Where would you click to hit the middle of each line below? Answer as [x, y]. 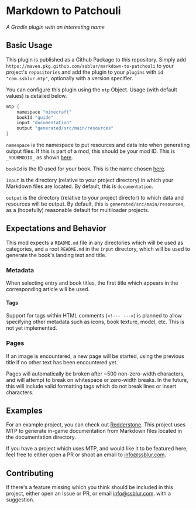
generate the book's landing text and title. [56, 255]
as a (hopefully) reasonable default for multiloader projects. [78, 210]
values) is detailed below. [37, 95]
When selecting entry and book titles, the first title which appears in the [92, 283]
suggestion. [20, 500]
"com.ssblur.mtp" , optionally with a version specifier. [70, 78]
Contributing [30, 473]
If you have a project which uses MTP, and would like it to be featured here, [97, 449]
